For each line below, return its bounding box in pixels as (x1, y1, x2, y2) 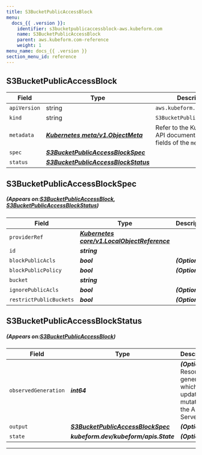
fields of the (155, 139, 189, 147)
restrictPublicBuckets (9, 296, 74, 303)
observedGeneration (9, 387, 65, 394)
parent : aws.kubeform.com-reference (17, 37, 109, 43)
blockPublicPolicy (9, 266, 62, 274)
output (9, 423, 28, 430)
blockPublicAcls (9, 257, 56, 264)
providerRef (9, 233, 44, 240)
